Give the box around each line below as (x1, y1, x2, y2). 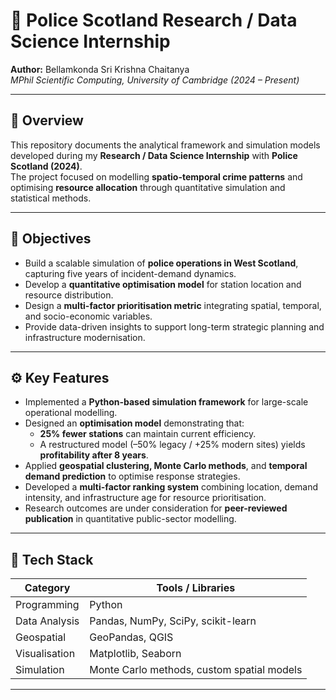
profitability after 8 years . (39, 449, 149, 461)
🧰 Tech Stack (10, 551, 94, 568)
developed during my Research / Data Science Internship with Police (10, 149, 298, 161)
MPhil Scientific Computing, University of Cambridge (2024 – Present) (10, 74, 300, 86)
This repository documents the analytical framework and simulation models (10, 139, 321, 151)
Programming (15, 598, 80, 612)
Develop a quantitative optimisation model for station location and (24, 278, 302, 290)
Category (24, 581, 71, 595)
